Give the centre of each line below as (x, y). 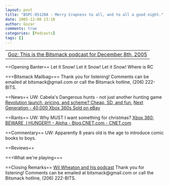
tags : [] (14, 38)
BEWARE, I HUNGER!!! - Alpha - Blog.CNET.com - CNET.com (68, 123)
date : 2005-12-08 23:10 (30, 19)
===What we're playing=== (34, 157)
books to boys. (21, 138)
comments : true (21, 29)
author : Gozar (20, 24)
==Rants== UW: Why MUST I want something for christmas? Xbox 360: (80, 117)
